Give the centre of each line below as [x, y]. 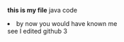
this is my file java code [43, 10]
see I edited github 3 [37, 31]
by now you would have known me [67, 23]
